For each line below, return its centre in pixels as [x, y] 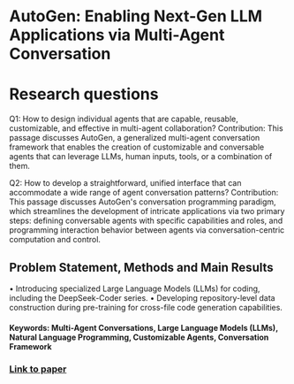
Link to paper [38, 369]
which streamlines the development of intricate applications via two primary [147, 211]
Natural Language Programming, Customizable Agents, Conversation [139, 337]
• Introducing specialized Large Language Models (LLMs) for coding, [135, 288]
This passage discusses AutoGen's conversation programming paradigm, [143, 202]
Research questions [84, 94]
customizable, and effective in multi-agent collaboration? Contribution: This [147, 128]
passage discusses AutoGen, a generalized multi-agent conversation [135, 138]
